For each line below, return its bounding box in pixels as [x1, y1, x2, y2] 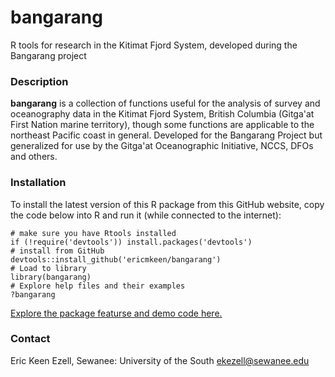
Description [10, 74, 69, 88]
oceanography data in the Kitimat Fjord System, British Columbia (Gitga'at [10, 108, 315, 120]
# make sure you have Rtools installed [10, 228, 177, 238]
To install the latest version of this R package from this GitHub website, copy [10, 198, 325, 210]
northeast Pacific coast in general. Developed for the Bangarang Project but [10, 129, 323, 141]
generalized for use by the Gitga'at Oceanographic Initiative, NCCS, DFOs [10, 140, 314, 152]
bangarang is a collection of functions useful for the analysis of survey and [10, 97, 321, 110]
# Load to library [10, 263, 87, 273]
